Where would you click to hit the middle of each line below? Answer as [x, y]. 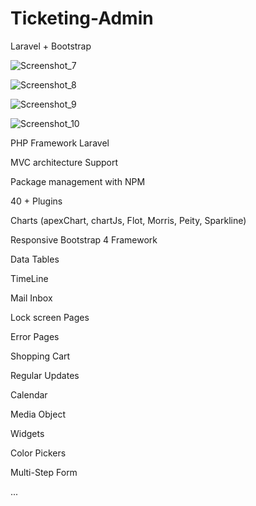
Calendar [29, 394]
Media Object [38, 414]
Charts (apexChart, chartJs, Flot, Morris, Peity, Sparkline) [128, 220]
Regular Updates [45, 375]
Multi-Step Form [44, 472]
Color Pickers [38, 453]
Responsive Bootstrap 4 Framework [84, 239]
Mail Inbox [31, 298]
